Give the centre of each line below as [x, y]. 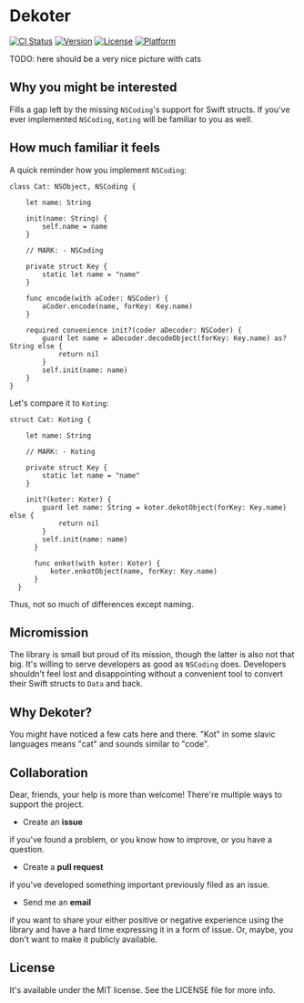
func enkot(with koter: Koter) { [97, 563]
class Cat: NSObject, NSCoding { [73, 186]
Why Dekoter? [51, 712]
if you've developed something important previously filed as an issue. [140, 884]
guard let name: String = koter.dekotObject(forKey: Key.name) [164, 507]
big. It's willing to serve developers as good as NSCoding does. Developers [148, 664]
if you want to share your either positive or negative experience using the [147, 920]
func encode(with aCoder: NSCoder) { [97, 298]
